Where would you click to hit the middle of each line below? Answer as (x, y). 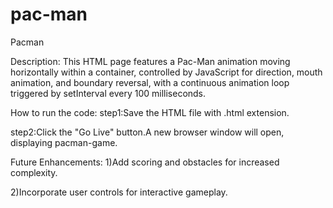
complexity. (34, 172)
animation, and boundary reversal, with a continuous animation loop (150, 82)
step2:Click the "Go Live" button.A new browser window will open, (147, 132)
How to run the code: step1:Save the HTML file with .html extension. (150, 112)
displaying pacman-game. (64, 142)
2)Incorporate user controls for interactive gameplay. (119, 192)
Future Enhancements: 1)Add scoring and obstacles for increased (145, 162)
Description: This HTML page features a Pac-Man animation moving (150, 61)
